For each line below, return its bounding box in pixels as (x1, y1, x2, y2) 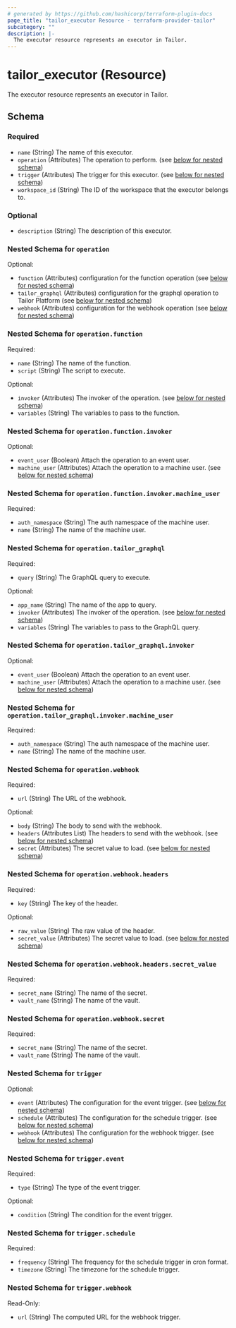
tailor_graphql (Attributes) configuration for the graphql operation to (17, 289, 219, 297)
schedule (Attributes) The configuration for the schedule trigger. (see (17, 1113, 217, 1122)
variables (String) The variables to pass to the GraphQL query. (17, 622, 201, 632)
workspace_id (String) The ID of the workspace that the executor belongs (17, 185, 229, 194)
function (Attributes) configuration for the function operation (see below (17, 274, 228, 282)
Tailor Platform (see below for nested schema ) (17, 296, 153, 305)
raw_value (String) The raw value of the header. (17, 926, 155, 935)
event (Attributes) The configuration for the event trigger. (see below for (17, 1098, 227, 1106)
